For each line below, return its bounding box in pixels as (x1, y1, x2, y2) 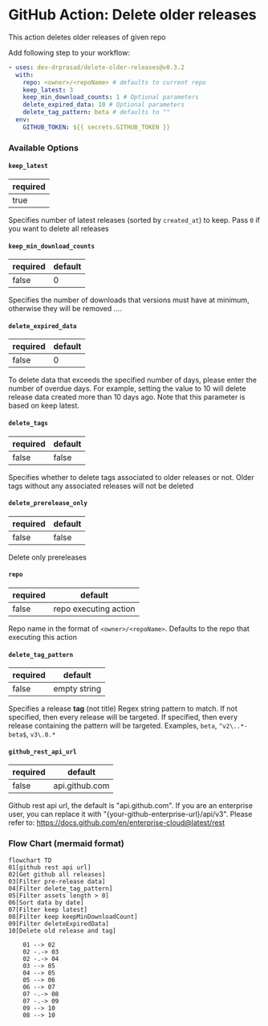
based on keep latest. (8, 400, 80, 411)
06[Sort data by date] (8, 898, 84, 906)
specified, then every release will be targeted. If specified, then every (8, 712, 238, 722)
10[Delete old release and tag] (8, 926, 116, 934)
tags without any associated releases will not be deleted (8, 481, 194, 490)
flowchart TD (8, 856, 52, 864)
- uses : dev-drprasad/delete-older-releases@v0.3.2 (8, 63, 185, 72)
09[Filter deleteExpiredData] (8, 919, 110, 928)
